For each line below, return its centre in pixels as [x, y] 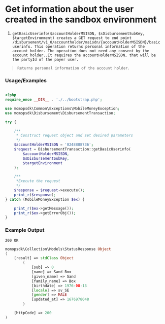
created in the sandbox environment [81, 19]
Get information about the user [69, 9]
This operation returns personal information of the [90, 46]
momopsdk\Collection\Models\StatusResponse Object [58, 249]
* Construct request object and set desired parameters [75, 136]
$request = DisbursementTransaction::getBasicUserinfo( [73, 149]
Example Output [25, 230]
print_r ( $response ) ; [35, 195]
